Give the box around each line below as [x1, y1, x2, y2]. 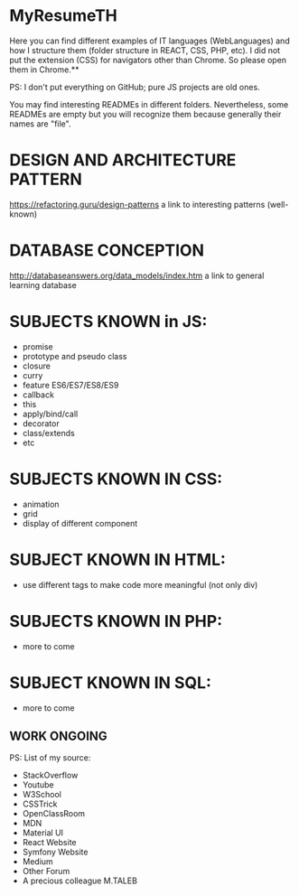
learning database [9, 279, 77, 290]
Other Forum [22, 866, 70, 877]
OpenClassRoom [22, 808, 86, 819]
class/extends [22, 427, 75, 438]
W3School [22, 789, 61, 800]
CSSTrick [22, 798, 58, 809]
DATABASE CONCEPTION [9, 240, 205, 261]
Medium [22, 856, 54, 867]
